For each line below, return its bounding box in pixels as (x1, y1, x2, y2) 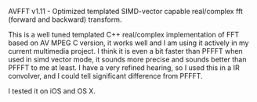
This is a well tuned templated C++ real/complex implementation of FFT (8, 30, 240, 39)
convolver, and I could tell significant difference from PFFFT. (8, 72, 203, 80)
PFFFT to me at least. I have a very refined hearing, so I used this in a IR (8, 63, 241, 72)
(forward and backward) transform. (8, 15, 122, 24)
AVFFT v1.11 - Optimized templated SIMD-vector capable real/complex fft (8, 7, 243, 16)
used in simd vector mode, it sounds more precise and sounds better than (8, 55, 247, 64)
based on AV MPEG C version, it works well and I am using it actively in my (8, 38, 249, 47)
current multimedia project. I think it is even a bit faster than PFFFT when (8, 47, 243, 55)
